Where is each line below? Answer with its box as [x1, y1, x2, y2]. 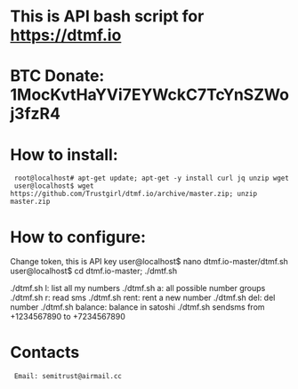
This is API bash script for [10, 6, 205, 27]
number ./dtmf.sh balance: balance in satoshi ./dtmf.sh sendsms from [10, 302, 265, 312]
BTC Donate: [10, 66, 105, 86]
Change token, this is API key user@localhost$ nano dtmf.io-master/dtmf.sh [10, 256, 288, 267]
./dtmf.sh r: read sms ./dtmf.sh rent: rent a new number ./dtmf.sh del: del [10, 292, 276, 304]
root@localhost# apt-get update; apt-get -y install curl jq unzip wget [13, 174, 290, 183]
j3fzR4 [10, 104, 61, 124]
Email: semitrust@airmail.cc [13, 372, 123, 381]
